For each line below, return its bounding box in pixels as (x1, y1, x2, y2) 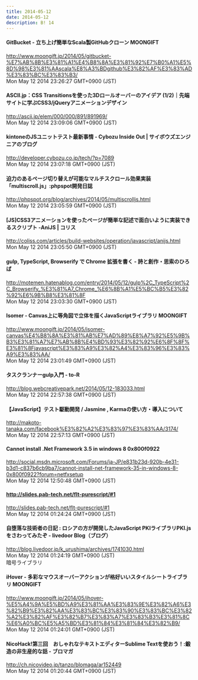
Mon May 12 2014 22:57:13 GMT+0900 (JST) (6, 432, 115, 439)
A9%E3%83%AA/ (6, 351, 50, 358)
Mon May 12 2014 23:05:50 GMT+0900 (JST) (6, 243, 117, 251)
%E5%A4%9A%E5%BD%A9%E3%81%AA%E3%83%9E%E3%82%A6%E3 (6, 601, 191, 608)
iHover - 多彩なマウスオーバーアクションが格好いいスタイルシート (6, 573, 167, 580)
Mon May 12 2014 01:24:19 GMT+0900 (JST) (6, 551, 115, 559)
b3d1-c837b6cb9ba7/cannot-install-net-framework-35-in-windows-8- (6, 464, 178, 471)
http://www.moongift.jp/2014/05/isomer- (6, 325, 105, 332)
